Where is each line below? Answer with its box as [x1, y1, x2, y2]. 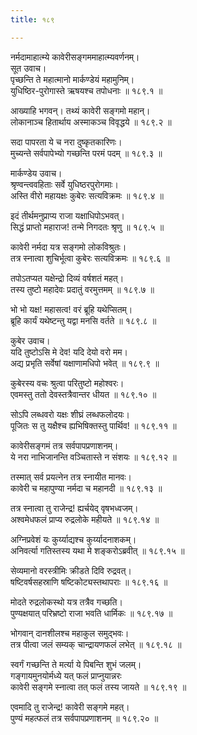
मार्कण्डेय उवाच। [10, 167, 63, 179]
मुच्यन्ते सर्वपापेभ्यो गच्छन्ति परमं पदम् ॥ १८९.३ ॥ [10, 147, 163, 159]
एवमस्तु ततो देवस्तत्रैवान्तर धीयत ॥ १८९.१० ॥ [10, 388, 157, 400]
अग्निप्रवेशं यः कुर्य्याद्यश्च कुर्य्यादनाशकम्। [10, 533, 137, 545]
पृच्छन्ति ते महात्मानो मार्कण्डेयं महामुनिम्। [10, 73, 135, 85]
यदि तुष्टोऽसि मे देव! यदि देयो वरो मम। [10, 346, 128, 358]
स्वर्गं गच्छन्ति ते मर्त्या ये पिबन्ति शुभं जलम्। [10, 658, 142, 670]
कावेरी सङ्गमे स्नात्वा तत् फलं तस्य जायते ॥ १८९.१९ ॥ [10, 681, 187, 693]
